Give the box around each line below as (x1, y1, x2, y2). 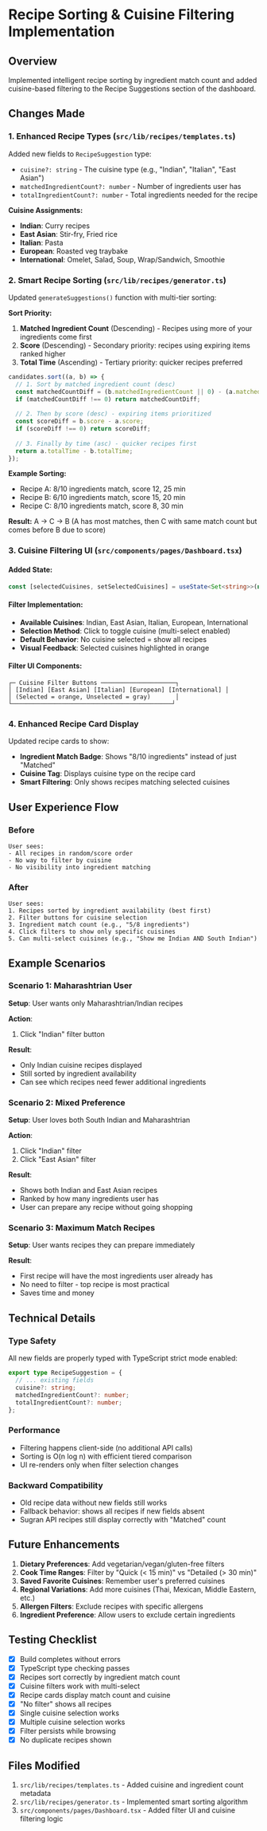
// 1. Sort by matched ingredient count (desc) (15, 380, 176, 388)
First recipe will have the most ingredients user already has (19, 1271, 213, 1281)
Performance (8, 1425, 61, 1436)
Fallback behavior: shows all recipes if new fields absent (19, 1506, 205, 1516)
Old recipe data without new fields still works (19, 1498, 168, 1507)
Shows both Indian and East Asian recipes (19, 1186, 157, 1195)
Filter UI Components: (8, 661, 83, 671)
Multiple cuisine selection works (19, 1717, 126, 1727)
